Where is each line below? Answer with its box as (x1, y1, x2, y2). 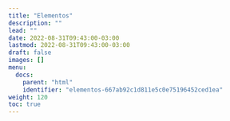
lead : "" (8, 26, 38, 34)
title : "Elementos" (8, 11, 73, 20)
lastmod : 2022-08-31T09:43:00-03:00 (8, 41, 130, 49)
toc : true (8, 100, 42, 108)
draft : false (8, 49, 52, 57)
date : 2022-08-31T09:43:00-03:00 (8, 33, 120, 42)
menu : (8, 64, 26, 72)
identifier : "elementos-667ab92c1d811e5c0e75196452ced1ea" (22, 85, 224, 94)
